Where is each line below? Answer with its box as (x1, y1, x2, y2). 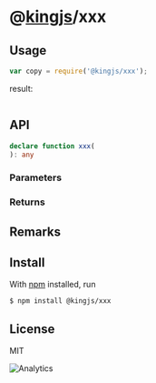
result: (9, 83, 34, 94)
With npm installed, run (9, 279, 96, 290)
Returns (9, 196, 45, 208)
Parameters (9, 171, 62, 184)
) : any (9, 150, 34, 159)
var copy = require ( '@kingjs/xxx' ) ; (9, 66, 148, 76)
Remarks (9, 224, 62, 239)
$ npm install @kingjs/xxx (9, 297, 112, 306)
